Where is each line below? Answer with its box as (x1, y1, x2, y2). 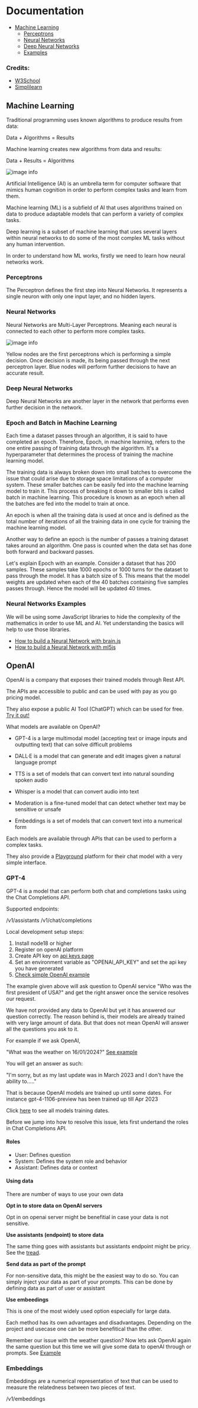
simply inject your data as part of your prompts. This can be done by (6, 1278, 173, 1285)
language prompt (14, 759, 57, 766)
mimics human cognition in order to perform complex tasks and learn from (6, 187, 187, 194)
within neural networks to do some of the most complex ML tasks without (6, 234, 185, 242)
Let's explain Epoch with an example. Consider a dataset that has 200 (6, 560, 176, 567)
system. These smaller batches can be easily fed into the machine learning (6, 481, 189, 488)
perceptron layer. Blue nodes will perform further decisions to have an (6, 363, 177, 370)
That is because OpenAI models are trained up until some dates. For (6, 1089, 172, 1096)
